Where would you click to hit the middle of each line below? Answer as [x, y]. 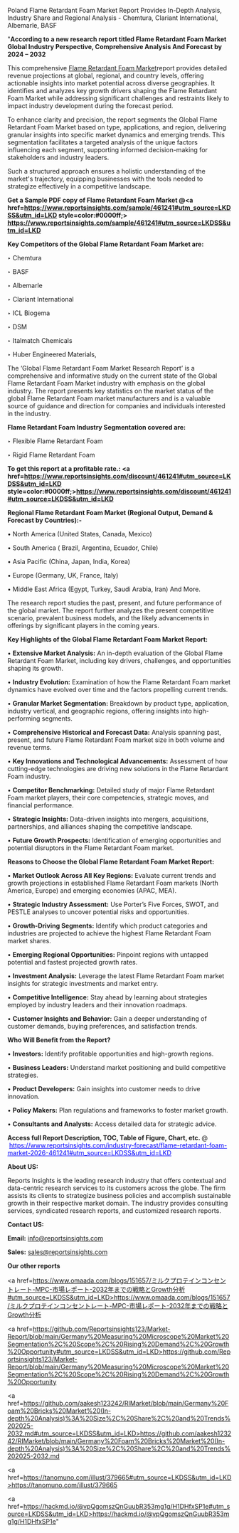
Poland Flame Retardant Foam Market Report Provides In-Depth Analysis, [115, 10]
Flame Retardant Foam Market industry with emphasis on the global [106, 383]
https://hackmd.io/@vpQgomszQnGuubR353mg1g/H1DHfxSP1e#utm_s [127, 1506]
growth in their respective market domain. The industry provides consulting [118, 1203]
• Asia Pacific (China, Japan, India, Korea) [69, 562]
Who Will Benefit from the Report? [59, 1040]
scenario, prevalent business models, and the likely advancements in [108, 618]
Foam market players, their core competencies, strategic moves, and [108, 797]
